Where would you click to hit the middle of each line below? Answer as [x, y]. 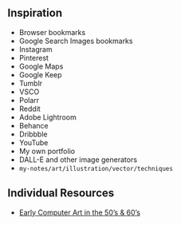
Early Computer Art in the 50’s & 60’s [80, 212]
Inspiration [35, 13]
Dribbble [33, 134]
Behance [33, 125]
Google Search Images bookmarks [76, 41]
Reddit [30, 109]
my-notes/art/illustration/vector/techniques [96, 168]
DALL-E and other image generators [78, 160]
